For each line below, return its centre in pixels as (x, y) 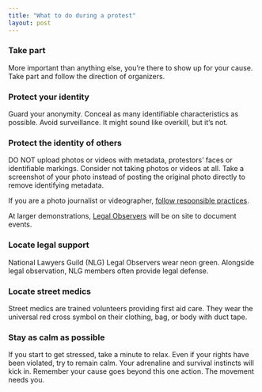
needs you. (27, 380)
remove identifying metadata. (56, 185)
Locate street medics (49, 291)
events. (20, 225)
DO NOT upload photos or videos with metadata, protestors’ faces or (120, 160)
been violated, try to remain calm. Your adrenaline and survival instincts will (131, 363)
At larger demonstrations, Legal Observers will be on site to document (122, 216)
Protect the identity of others (65, 143)
